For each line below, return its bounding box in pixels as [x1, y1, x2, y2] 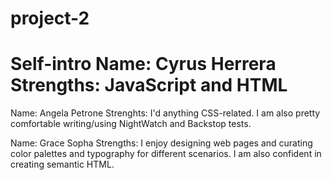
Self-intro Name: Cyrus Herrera [10, 53, 277, 76]
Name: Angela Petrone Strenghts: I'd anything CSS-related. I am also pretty [10, 107, 321, 119]
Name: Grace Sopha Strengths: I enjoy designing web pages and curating [10, 137, 313, 149]
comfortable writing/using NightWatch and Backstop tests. [10, 118, 252, 130]
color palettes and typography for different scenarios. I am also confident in [10, 148, 322, 160]
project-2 [10, 7, 90, 30]
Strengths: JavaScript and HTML [10, 74, 288, 97]
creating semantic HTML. [10, 158, 115, 171]
